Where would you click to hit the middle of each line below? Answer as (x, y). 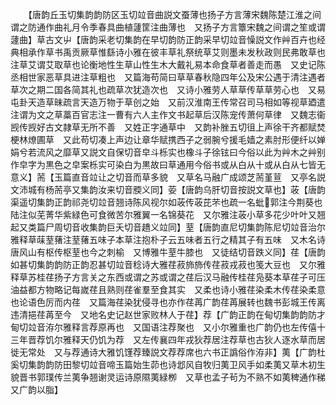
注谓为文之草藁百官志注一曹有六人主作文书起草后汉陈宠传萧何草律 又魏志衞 (168, 114)
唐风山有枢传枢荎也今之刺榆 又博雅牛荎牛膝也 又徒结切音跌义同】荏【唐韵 (168, 252)
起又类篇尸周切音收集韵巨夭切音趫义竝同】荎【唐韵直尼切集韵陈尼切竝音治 (163, 227)
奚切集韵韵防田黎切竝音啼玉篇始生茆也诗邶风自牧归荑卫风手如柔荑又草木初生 (168, 364)
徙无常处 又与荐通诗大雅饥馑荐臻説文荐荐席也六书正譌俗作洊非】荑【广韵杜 (168, 352)
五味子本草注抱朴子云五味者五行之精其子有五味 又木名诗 (207, 239)
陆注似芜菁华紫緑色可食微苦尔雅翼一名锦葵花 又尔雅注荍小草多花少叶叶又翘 (168, 214)
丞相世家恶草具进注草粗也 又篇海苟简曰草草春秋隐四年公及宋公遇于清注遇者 (168, 77)
